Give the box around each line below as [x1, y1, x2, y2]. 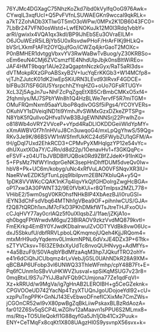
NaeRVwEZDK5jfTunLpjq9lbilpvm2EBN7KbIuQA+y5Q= [6, 172, 141, 178]
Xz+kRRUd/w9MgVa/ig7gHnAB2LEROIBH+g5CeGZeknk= [6, 280, 149, 287]
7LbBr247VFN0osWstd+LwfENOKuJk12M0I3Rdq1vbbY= [6, 24, 145, 31]
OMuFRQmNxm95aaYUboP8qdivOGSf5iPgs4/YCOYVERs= [6, 101, 152, 108]
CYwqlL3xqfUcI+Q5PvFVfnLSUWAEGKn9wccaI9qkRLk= [6, 11, 147, 19]
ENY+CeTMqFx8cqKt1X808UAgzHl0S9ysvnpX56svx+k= [6, 319, 146, 326]
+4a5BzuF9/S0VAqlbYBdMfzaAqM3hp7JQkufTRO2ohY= [6, 248, 146, 255]
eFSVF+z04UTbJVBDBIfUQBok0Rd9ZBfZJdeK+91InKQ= [6, 152, 146, 159]
